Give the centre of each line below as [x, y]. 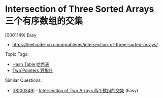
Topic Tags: [17, 54]
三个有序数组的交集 [44, 21]
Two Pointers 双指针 [33, 70]
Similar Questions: [24, 80]
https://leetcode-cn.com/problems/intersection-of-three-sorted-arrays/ [85, 44]
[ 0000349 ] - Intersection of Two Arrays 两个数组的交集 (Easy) [75, 90]
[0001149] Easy [21, 35]
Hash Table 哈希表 [31, 64]
